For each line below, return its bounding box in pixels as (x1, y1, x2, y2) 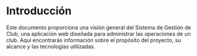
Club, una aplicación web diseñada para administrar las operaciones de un (6, 30, 191, 37)
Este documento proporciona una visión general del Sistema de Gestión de (6, 24, 192, 31)
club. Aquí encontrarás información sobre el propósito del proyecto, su (6, 36, 181, 43)
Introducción (6, 4, 72, 18)
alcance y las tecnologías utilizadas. (6, 43, 95, 50)
